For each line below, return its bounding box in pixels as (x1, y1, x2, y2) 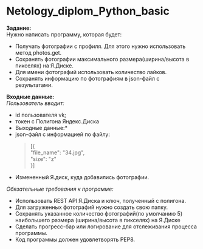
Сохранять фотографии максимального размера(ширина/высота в (15, 55, 190, 63)
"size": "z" (30, 155, 57, 162)
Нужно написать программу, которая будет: (6, 30, 122, 38)
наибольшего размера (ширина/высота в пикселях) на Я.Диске (15, 216, 181, 223)
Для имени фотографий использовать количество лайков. (15, 68, 167, 75)
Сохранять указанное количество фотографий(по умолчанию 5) (15, 210, 183, 217)
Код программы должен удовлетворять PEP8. (15, 236, 136, 243)
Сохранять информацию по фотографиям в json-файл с (15, 75, 160, 82)
